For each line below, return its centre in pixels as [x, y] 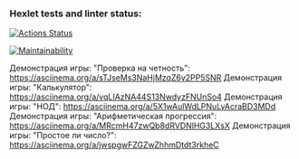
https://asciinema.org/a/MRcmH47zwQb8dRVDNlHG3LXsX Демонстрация [150, 126]
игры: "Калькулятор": [51, 88]
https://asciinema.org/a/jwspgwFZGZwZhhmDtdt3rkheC [114, 145]
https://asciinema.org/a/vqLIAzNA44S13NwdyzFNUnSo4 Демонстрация [146, 97]
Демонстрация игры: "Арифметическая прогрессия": [113, 117]
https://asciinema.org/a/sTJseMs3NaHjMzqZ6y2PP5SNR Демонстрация [146, 78]
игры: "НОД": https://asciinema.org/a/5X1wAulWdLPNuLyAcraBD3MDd [143, 107]
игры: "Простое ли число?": [63, 136]
